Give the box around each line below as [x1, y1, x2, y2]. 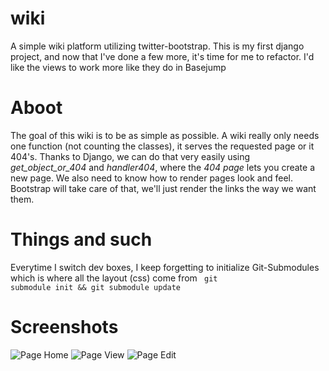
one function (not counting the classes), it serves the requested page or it [10, 140, 315, 152]
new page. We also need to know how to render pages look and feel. [10, 172, 294, 184]
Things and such [10, 228, 153, 251]
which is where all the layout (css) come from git [10, 272, 218, 284]
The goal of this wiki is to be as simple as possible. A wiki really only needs [10, 129, 320, 141]
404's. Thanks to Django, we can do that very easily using [10, 150, 251, 162]
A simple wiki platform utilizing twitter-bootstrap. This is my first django [10, 40, 305, 52]
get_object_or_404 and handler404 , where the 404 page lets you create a [10, 161, 315, 173]
